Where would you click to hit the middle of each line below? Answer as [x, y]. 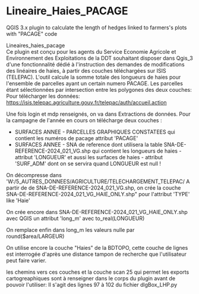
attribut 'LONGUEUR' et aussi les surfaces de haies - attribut [89, 157]
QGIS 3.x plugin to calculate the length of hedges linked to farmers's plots [97, 27]
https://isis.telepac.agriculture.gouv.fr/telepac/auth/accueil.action [87, 102]
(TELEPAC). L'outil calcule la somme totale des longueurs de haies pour [94, 77]
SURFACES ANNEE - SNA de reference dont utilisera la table [89, 144]
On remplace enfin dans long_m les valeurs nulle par [70, 230]
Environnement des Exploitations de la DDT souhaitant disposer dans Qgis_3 [99, 58]
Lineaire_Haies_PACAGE [67, 11]
